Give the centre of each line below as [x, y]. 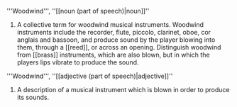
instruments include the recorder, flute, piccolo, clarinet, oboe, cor [114, 32]
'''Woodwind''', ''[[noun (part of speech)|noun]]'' [78, 11]
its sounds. [33, 97]
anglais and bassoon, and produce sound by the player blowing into [116, 40]
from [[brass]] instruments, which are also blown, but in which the [113, 55]
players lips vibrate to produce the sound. [78, 62]
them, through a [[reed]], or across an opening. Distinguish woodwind [119, 47]
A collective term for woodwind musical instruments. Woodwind [110, 24]
